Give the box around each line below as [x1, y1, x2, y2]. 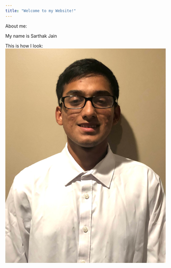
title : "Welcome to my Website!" [5, 8, 76, 13]
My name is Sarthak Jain [5, 33, 57, 39]
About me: [5, 23, 27, 29]
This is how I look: [5, 42, 43, 48]
